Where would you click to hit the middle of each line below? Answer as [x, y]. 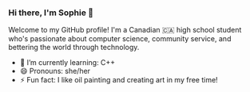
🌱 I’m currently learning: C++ [67, 63]
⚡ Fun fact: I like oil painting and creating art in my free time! [119, 80]
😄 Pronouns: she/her [55, 71]
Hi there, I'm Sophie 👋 [51, 13]
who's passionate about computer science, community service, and [120, 39]
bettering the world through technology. [74, 48]
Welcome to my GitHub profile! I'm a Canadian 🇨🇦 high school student [125, 30]
